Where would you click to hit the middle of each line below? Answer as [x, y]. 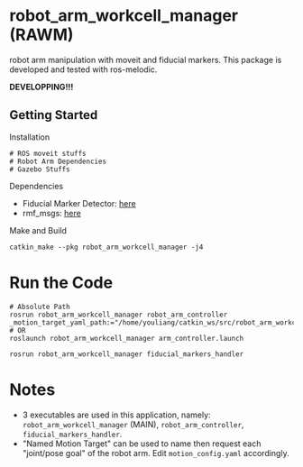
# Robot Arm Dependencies [58, 161]
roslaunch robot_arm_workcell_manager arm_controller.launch [127, 338]
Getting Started [54, 115]
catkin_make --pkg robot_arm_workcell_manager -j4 [106, 247]
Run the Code [61, 283]
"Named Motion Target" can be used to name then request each [142, 444]
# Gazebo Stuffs [40, 169]
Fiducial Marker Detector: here [79, 203]
